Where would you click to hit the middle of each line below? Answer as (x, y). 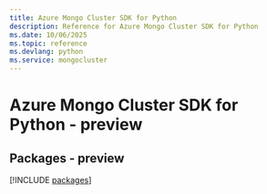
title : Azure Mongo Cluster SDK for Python (93, 18)
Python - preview (76, 125)
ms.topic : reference (49, 43)
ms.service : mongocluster (58, 60)
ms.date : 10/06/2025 (49, 35)
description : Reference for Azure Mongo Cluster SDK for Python (134, 26)
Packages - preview (67, 158)
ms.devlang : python (46, 52)
